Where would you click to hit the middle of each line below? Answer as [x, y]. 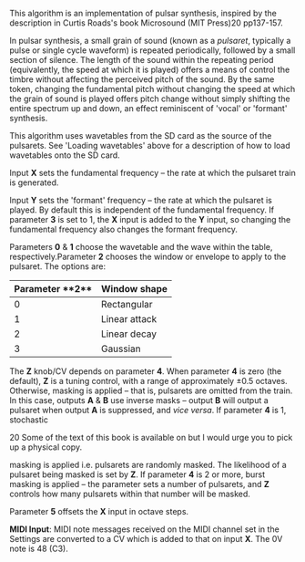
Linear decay [129, 334]
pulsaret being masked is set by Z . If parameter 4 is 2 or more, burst [137, 474]
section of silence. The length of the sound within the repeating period [142, 60]
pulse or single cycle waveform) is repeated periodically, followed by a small [152, 50]
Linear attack [129, 319]
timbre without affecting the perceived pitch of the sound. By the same [142, 79]
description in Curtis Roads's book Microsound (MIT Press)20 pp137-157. [147, 23]
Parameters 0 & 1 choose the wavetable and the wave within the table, [141, 247]
